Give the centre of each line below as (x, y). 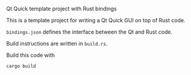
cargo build (21, 66)
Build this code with (31, 55)
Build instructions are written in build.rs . (57, 43)
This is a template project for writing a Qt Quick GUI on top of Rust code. (96, 20)
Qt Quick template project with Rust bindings (62, 9)
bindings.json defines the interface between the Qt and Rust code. (89, 32)
